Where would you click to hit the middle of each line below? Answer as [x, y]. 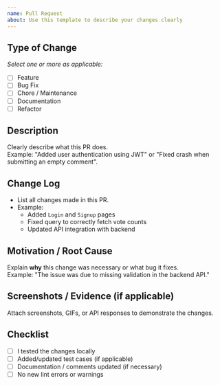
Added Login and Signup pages [71, 214]
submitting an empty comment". [53, 162]
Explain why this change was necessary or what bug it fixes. [93, 267]
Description [33, 131]
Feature [28, 78]
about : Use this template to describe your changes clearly [95, 20]
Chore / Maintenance [47, 93]
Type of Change [42, 48]
